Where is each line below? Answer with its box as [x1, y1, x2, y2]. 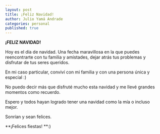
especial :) [5, 74, 27, 80]
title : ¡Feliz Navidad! [5, 12, 54, 17]
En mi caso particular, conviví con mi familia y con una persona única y [5, 69, 150, 75]
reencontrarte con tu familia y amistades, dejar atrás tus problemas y [5, 54, 146, 60]
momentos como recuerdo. [5, 89, 61, 95]
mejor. [5, 104, 18, 110]
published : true [5, 26, 39, 31]
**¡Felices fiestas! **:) [5, 124, 51, 130]
